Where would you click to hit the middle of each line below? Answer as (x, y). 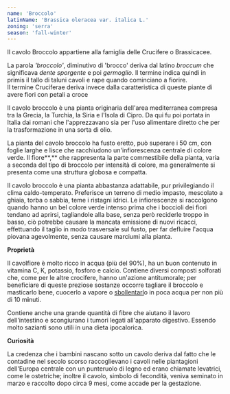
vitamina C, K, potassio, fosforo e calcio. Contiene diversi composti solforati (114, 270)
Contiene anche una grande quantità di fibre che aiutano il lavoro (99, 313)
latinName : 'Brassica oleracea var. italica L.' (78, 20)
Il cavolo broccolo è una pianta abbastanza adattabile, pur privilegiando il (111, 185)
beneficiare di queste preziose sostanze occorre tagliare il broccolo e (105, 285)
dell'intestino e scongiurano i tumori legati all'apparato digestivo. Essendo (112, 321)
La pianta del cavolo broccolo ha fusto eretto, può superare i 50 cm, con (109, 143)
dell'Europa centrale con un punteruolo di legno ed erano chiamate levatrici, (114, 369)
